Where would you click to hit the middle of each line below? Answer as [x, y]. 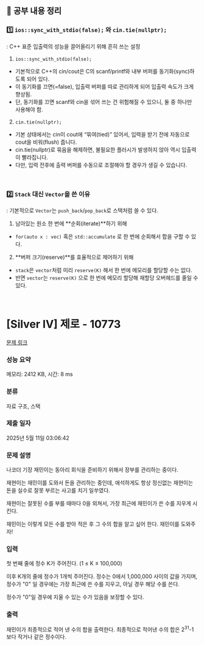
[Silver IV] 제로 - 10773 [64, 325]
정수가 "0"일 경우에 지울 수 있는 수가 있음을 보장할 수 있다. [75, 597]
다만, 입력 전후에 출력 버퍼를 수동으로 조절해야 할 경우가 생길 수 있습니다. [101, 165]
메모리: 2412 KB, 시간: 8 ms [40, 374]
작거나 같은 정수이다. [42, 637]
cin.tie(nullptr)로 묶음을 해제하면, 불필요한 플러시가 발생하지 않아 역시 [98, 149]
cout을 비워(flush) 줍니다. [46, 142]
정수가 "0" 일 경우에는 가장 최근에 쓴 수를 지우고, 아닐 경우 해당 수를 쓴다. [93, 584]
